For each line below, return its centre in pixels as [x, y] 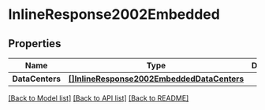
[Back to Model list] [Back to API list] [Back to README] [99, 98]
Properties [35, 44]
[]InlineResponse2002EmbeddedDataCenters [156, 79]
